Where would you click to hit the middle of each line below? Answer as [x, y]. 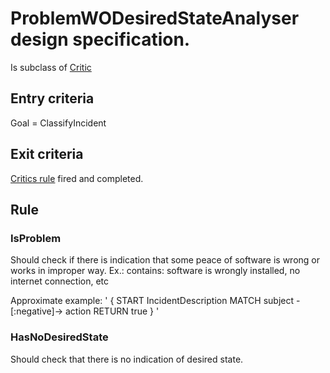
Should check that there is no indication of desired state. [127, 359]
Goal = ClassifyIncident [58, 123]
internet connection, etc [60, 281]
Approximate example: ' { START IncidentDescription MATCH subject [152, 301]
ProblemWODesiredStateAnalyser [155, 18]
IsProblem [36, 238]
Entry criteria [52, 98]
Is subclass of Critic [51, 67]
